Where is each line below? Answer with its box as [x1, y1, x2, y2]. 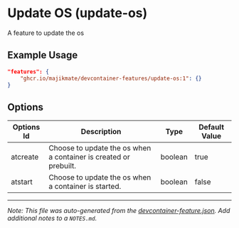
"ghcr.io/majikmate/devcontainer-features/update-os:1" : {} [20, 75, 202, 82]
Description [80, 127, 122, 137]
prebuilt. [48, 161, 77, 171]
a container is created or [48, 152, 130, 162]
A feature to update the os [7, 28, 84, 37]
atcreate [11, 152, 39, 162]
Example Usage [7, 49, 78, 61]
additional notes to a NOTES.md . [7, 214, 97, 222]
